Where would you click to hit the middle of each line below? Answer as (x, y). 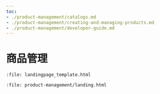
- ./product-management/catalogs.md (51, 17)
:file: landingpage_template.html (49, 75)
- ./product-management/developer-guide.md (61, 28)
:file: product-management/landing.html (57, 85)
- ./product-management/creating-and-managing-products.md (80, 22)
